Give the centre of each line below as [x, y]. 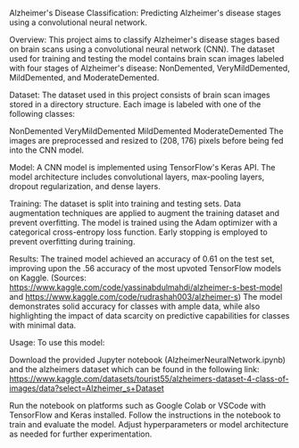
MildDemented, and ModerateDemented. [84, 78]
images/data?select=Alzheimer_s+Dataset [87, 388]
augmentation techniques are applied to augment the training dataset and [144, 213]
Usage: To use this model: [57, 342]
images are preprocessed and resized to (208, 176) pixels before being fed [146, 141]
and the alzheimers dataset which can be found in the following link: [134, 369]
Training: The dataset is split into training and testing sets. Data [125, 203]
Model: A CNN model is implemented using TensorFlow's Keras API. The [142, 167]
